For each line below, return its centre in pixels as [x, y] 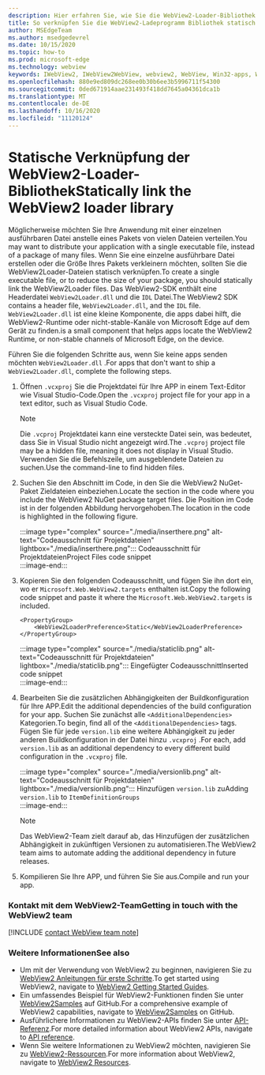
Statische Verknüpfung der [99, 158]
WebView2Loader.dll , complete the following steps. [90, 371]
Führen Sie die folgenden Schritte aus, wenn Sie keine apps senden [118, 354]
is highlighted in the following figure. [78, 516]
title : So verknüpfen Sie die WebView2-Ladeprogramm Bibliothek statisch [132, 23]
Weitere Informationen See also [69, 953]
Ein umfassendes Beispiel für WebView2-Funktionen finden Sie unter [131, 995]
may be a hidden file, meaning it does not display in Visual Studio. [127, 451]
